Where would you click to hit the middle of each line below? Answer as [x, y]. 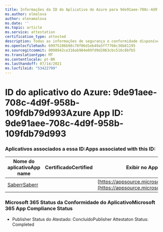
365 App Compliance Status [39, 209]
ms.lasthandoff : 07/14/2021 [33, 64]
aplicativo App [24, 167]
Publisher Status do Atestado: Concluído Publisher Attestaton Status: [80, 219]
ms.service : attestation [30, 32]
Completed [23, 224]
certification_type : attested [36, 37]
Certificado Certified [69, 167]
